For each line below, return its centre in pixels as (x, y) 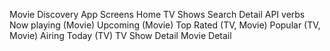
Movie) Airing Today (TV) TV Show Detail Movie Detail (120, 35)
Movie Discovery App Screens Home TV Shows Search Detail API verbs (157, 14)
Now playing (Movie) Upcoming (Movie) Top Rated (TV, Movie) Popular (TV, (165, 25)
